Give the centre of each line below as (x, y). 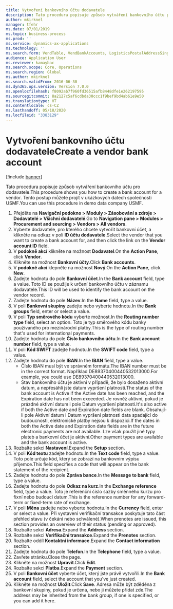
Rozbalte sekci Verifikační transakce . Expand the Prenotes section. (85, 535)
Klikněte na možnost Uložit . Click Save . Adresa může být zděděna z (84, 584)
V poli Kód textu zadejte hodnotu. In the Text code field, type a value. (86, 453)
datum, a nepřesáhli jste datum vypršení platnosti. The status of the (91, 387)
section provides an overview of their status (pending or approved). (85, 524)
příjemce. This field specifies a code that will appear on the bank (81, 464)
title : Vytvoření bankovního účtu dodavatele (55, 10)
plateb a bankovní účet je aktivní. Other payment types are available (92, 437)
